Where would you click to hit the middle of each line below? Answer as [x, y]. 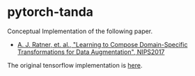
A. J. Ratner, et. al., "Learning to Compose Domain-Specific [102, 44]
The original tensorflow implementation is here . [75, 65]
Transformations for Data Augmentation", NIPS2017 [91, 52]
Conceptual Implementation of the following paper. [80, 31]
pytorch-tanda [50, 12]
